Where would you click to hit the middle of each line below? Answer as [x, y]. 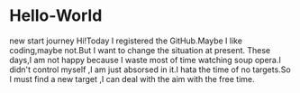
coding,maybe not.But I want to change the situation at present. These [140, 50]
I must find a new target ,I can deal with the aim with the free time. [132, 79]
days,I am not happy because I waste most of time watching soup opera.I [145, 60]
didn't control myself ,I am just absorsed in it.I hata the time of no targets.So [150, 70]
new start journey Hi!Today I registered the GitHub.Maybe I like [126, 41]
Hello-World [56, 16]
